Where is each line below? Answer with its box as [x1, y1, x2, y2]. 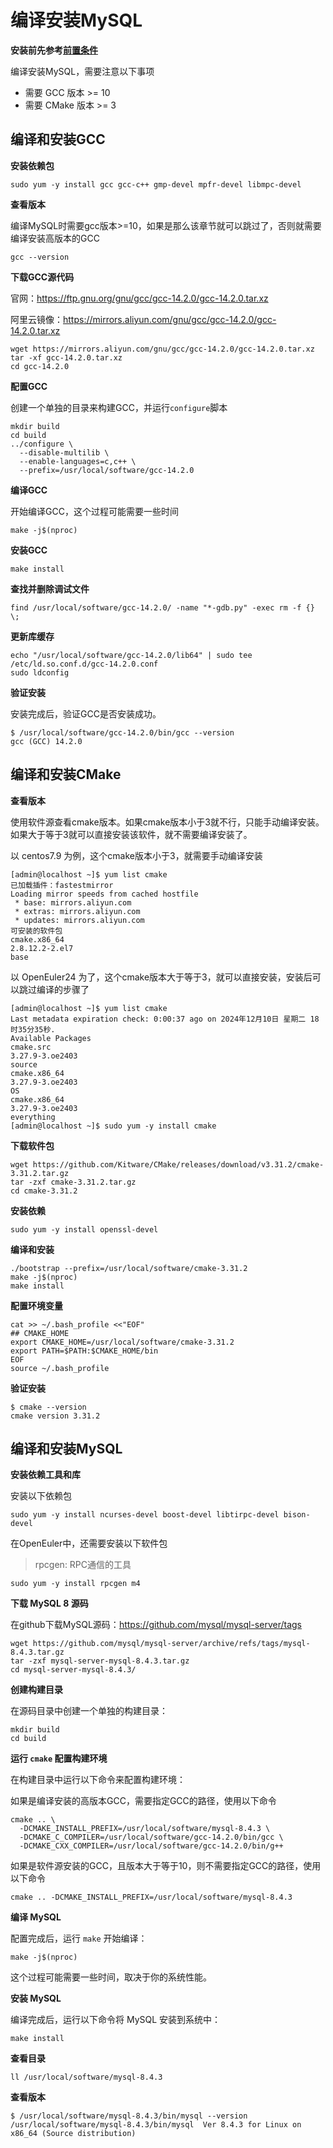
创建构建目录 [10, 1684, 63, 1696]
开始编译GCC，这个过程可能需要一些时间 [10, 505, 179, 517]
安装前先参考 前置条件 [10, 44, 98, 56]
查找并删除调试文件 [10, 582, 90, 595]
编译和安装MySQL [10, 1440, 123, 1457]
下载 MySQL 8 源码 [10, 1597, 89, 1610]
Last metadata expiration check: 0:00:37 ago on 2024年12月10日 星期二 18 [10, 1014, 320, 1024]
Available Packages [10, 1033, 92, 1043]
